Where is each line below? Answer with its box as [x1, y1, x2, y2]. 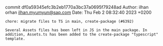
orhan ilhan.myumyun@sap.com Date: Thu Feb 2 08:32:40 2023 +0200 [5, 9, 152, 15]
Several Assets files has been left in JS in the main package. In [5, 28, 148, 33]
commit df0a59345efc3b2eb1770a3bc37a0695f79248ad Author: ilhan [5, 4, 149, 10]
